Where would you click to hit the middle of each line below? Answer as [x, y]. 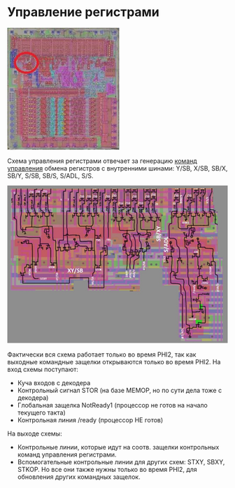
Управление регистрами [83, 12]
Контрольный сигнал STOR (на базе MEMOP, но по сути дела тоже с [120, 390]
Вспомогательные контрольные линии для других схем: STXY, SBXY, [121, 462]
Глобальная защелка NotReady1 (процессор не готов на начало [112, 406]
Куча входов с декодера [54, 383]
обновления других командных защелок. [79, 477]
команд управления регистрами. [67, 454]
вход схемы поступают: [43, 369]
